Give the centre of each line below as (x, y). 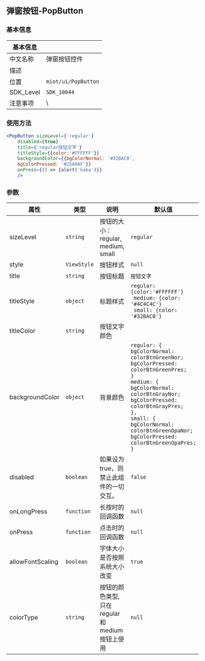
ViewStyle (80, 265)
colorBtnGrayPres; (157, 406)
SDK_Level (25, 92)
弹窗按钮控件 (65, 59)
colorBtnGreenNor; (157, 358)
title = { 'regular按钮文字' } (50, 147)
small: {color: (156, 310)
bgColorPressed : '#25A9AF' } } (54, 164)
